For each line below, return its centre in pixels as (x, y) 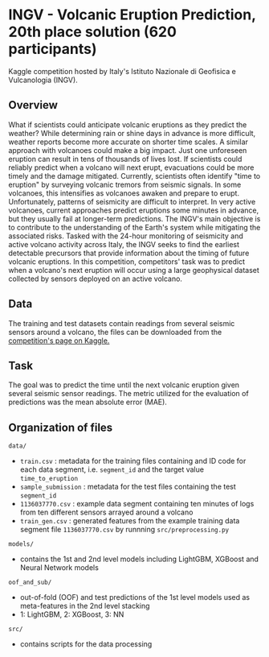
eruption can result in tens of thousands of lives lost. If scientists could (125, 159)
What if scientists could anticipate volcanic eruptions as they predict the (128, 124)
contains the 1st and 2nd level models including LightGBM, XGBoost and (139, 559)
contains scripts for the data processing (86, 644)
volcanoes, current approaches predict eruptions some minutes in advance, (134, 210)
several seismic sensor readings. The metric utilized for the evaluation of (128, 394)
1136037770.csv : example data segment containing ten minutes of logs (137, 504)
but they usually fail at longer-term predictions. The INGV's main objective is (134, 218)
